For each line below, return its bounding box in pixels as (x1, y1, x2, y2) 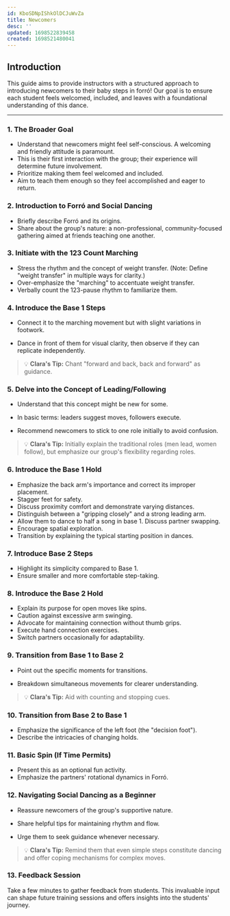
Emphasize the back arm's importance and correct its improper (16, 480, 196, 489)
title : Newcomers (7, 16, 57, 23)
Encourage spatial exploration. (16, 524, 103, 532)
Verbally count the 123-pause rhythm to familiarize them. (16, 285, 178, 294)
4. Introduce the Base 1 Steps (7, 303, 106, 312)
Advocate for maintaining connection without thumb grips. (16, 619, 181, 627)
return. (16, 184, 36, 192)
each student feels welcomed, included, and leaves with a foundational (7, 93, 207, 102)
